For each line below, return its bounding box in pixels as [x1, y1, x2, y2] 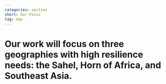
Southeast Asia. [4, 70, 72, 81]
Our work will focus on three [4, 38, 124, 49]
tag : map [4, 16, 23, 21]
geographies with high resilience [4, 48, 143, 60]
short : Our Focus [4, 12, 41, 17]
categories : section [4, 7, 48, 12]
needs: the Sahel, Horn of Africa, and [4, 59, 162, 70]
